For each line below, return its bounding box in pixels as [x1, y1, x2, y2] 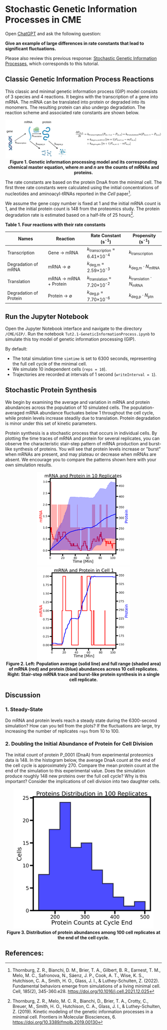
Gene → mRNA [48, 250, 79, 256]
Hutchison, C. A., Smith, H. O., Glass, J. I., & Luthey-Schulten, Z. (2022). [12, 978, 160, 984]
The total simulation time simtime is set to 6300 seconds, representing [12, 355, 157, 361]
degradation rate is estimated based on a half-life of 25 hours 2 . [5, 211, 135, 218]
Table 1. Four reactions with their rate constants [5, 221, 106, 228]
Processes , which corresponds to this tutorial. [5, 60, 99, 66]
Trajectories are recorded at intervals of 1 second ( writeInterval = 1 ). [12, 371, 157, 377]
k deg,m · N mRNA [129, 263, 160, 271]
